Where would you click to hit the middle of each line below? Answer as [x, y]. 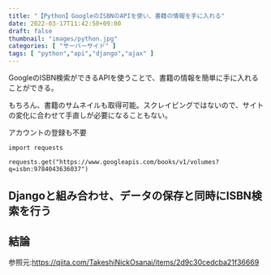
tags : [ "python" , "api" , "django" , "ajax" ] [81, 54]
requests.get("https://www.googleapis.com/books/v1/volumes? [114, 162]
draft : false [30, 31]
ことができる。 [33, 88]
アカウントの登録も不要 [47, 132]
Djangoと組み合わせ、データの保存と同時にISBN [130, 196]
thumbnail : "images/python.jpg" [63, 39]
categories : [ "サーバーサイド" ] [62, 46]
